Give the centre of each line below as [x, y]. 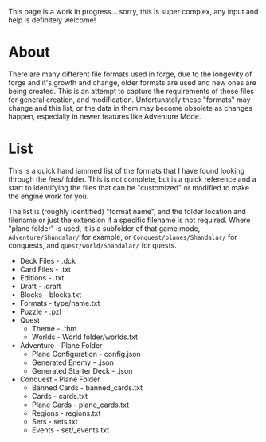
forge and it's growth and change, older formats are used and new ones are [132, 82]
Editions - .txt [42, 277]
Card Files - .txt [45, 269]
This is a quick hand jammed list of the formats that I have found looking [127, 170]
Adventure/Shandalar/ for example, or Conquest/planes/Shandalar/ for [123, 237]
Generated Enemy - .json [72, 362]
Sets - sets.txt [55, 421]
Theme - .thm [54, 328]
